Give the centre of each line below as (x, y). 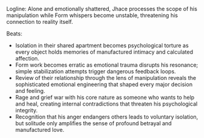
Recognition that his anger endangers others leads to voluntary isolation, (107, 117)
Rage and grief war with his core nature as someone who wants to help (105, 97)
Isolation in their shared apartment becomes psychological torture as (102, 45)
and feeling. (30, 91)
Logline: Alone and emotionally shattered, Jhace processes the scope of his (102, 9)
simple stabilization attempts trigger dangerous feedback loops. (95, 71)
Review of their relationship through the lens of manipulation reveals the (106, 78)
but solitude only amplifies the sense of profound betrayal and (93, 123)
